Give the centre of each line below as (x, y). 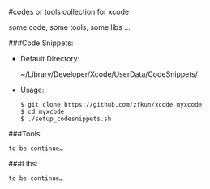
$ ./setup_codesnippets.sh (66, 119)
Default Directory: (50, 59)
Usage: (32, 90)
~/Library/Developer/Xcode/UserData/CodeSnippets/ (109, 74)
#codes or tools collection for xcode (69, 12)
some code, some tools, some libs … (70, 27)
